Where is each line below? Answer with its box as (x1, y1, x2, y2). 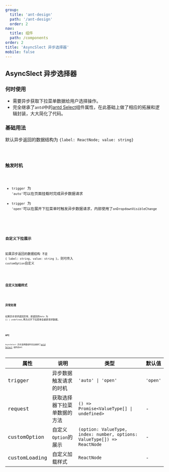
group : (5, 7, 19, 13)
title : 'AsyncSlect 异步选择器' (5, 45, 69, 50)
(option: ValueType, (78, 427, 128, 432)
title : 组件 (10, 31, 34, 36)
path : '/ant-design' (10, 17, 53, 22)
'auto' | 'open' (78, 377, 117, 384)
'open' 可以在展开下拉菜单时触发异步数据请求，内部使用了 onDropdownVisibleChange (12, 206, 157, 211)
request (8, 405, 29, 412)
